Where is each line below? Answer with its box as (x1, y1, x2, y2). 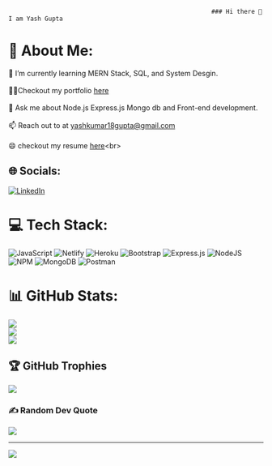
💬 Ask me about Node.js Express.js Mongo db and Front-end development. (8, 102, 258, 113)
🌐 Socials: (8, 165, 62, 178)
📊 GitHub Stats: (8, 286, 119, 305)
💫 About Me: (8, 41, 94, 60)
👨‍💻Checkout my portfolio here (8, 85, 109, 95)
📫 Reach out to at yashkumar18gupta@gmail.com (8, 120, 176, 130)
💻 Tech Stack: (8, 216, 108, 234)
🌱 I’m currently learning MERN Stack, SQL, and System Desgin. (8, 68, 219, 78)
